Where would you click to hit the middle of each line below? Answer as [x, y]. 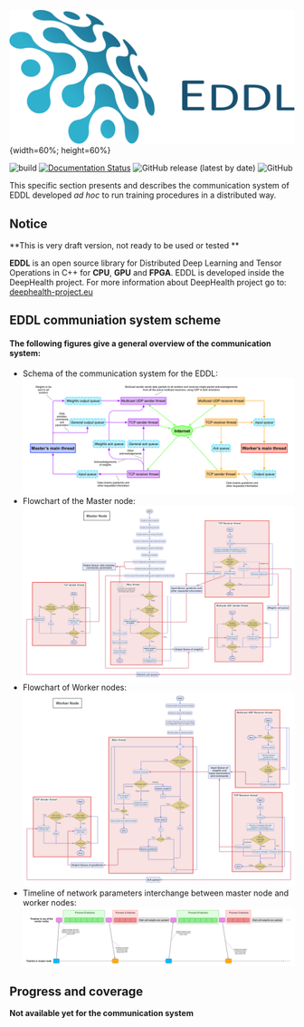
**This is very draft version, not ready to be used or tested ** [124, 246]
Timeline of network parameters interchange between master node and [156, 893]
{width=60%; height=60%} [60, 150]
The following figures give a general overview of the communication [140, 344]
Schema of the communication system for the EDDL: [120, 373]
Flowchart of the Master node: [79, 501]
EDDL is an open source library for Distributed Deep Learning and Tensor [146, 263]
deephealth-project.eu [51, 292]
